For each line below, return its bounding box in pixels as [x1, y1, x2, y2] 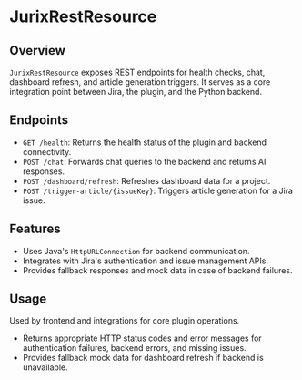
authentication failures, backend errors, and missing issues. [22, 343, 247, 354]
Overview [9, 43, 66, 58]
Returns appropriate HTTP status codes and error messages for [22, 333, 262, 344]
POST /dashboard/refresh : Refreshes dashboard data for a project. [22, 175, 271, 186]
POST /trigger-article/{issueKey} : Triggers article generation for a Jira [22, 185, 294, 196]
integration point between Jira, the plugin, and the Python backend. [9, 87, 262, 97]
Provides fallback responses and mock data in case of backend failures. [22, 264, 293, 275]
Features [9, 221, 61, 237]
